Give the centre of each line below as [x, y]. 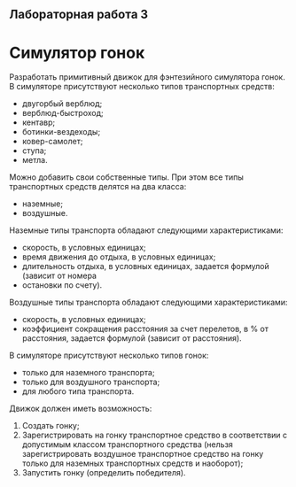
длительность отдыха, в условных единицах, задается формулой [146, 267]
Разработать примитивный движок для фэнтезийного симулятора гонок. [147, 77]
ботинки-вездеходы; [61, 132]
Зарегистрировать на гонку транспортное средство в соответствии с [155, 435]
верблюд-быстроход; [62, 113]
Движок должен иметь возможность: [81, 409]
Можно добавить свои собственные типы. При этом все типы [126, 177]
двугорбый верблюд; [62, 104]
